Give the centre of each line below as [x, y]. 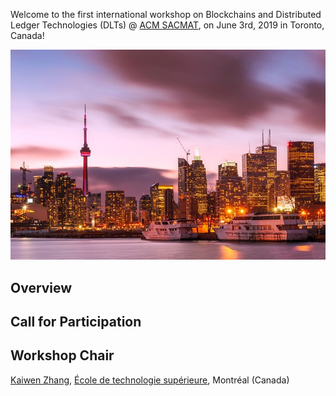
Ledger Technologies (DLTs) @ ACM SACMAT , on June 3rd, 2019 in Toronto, [167, 25]
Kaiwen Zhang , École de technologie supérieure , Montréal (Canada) [150, 380]
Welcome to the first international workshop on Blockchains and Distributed [166, 14]
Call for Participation [76, 322]
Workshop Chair [62, 355]
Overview [41, 287]
